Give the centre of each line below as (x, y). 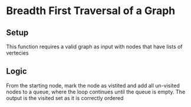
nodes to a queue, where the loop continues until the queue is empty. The (96, 92)
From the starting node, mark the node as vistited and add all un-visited (93, 85)
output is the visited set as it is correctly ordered (65, 98)
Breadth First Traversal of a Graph (91, 11)
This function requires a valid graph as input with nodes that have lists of (94, 46)
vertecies (17, 53)
